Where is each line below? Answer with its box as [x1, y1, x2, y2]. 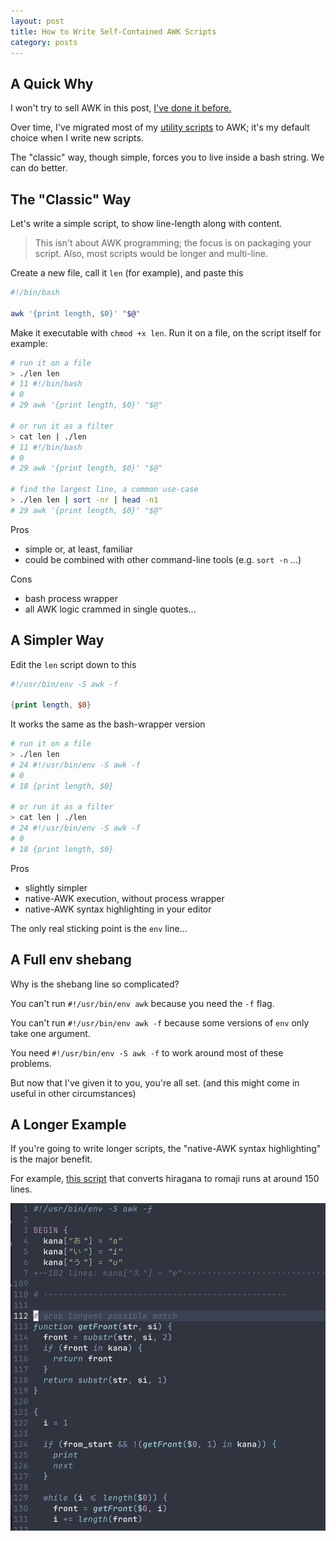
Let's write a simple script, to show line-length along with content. [10, 218, 283, 229]
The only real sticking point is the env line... [10, 922, 188, 934]
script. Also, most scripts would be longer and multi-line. [34, 248, 268, 259]
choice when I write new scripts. [10, 132, 144, 144]
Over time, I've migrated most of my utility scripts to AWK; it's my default [10, 121, 310, 134]
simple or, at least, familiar [24, 543, 133, 555]
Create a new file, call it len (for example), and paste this [10, 267, 244, 279]
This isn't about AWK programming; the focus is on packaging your [34, 237, 312, 249]
